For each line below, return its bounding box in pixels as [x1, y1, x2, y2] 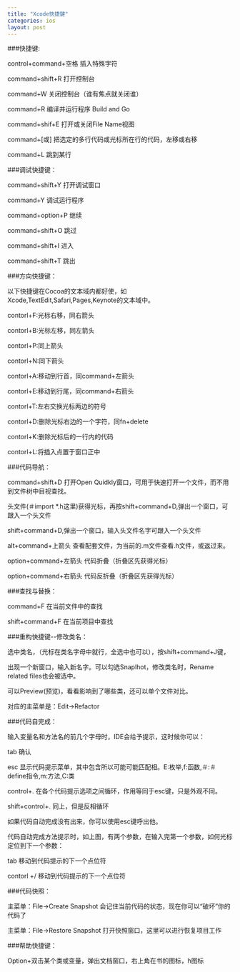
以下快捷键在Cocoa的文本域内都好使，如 [7, 287, 127, 296]
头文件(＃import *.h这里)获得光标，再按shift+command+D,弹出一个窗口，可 [7, 502, 229, 511]
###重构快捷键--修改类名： [7, 633, 88, 641]
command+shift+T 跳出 [7, 256, 76, 265]
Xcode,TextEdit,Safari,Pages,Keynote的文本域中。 [7, 296, 155, 304]
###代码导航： [7, 463, 51, 471]
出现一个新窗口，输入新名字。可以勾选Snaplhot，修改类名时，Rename [7, 663, 214, 671]
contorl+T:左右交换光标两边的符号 [7, 402, 107, 411]
